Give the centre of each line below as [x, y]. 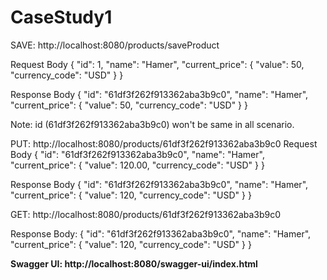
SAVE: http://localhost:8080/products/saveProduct [115, 45]
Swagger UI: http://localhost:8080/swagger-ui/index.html [134, 263]
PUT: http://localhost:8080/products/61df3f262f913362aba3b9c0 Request [164, 143]
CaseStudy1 [61, 17]
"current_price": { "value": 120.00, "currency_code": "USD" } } [137, 165]
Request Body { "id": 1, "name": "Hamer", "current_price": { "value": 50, [157, 64]
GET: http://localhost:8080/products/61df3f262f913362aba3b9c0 [146, 214]
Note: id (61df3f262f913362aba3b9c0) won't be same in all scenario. [152, 124]
